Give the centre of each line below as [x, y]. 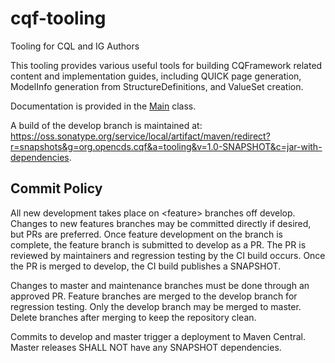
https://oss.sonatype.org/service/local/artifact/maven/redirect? [140, 136]
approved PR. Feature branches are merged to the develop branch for [154, 296]
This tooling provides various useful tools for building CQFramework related [166, 65]
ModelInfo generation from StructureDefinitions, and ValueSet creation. [157, 86]
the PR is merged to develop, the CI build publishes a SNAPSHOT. [146, 266]
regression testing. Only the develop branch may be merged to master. [156, 306]
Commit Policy [56, 188]
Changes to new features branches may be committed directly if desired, [161, 223]
